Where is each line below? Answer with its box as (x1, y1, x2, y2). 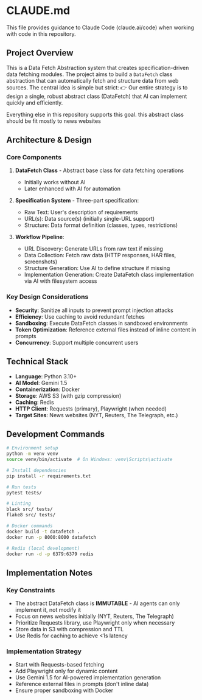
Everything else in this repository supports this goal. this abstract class (6, 111, 184, 118)
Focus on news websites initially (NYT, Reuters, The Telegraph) (15, 612, 175, 620)
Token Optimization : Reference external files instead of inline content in (15, 326, 197, 333)
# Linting (6, 501, 32, 507)
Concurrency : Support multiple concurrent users (15, 339, 139, 346)
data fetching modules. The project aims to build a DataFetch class (6, 71, 173, 78)
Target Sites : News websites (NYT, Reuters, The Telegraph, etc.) (15, 411, 178, 418)
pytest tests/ (6, 490, 43, 496)
